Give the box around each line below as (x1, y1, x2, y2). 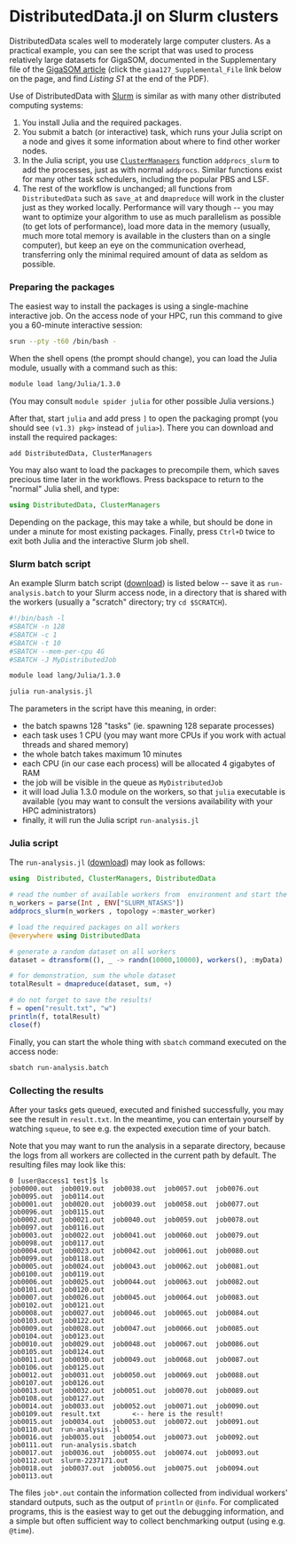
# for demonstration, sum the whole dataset (9, 971, 176, 980)
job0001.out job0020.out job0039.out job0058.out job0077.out (9, 1200, 260, 1208)
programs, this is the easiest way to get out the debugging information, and (9, 1506, 284, 1516)
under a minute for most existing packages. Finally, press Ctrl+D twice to (9, 526, 276, 536)
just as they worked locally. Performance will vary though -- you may (21, 202, 275, 212)
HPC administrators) (21, 805, 97, 816)
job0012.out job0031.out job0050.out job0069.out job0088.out (9, 1370, 260, 1380)
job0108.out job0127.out (9, 1394, 105, 1403)
